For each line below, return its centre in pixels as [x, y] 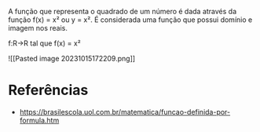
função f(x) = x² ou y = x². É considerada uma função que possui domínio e [130, 20]
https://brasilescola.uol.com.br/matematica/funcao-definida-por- [125, 112]
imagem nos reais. [38, 28]
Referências [48, 90]
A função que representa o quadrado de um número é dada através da [123, 11]
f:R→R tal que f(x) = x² [44, 43]
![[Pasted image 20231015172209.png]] [72, 59]
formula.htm [39, 120]
